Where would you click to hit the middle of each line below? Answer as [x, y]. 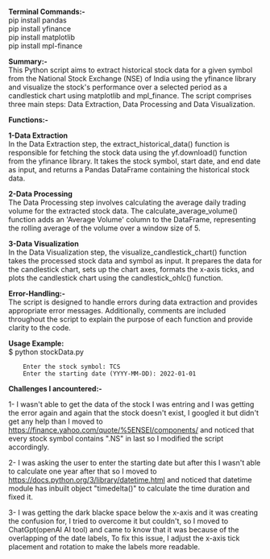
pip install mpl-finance [46, 46]
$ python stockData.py [46, 352]
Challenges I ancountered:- [55, 389]
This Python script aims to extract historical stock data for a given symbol [131, 70]
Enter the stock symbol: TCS [72, 366]
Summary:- [28, 61]
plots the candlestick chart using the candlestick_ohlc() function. [116, 278]
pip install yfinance [39, 29]
